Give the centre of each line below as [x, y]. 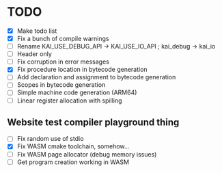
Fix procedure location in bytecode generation [82, 70]
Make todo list [37, 31]
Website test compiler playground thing [93, 122]
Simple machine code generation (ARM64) [77, 92]
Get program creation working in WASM [73, 162]
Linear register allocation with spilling [69, 101]
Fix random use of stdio [50, 139]
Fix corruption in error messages [63, 62]
